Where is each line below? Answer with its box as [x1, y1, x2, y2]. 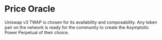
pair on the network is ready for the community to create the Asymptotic [4, 24, 149, 30]
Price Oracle [4, 3, 55, 14]
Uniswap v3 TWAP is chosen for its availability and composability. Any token [4, 19, 157, 25]
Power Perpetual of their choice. [4, 29, 69, 35]
